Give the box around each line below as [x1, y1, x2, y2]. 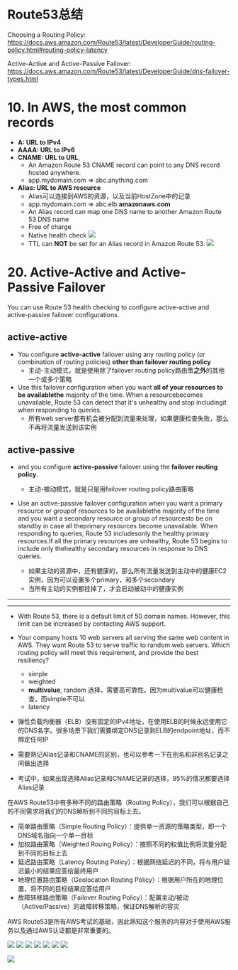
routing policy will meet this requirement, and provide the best [17, 649, 199, 657]
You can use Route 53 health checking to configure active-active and [7, 303, 210, 311]
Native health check [28, 230, 87, 239]
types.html [7, 74, 39, 82]
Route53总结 [7, 6, 84, 23]
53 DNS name [28, 215, 69, 223]
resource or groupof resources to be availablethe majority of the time [17, 506, 220, 516]
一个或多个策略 [28, 375, 72, 383]
